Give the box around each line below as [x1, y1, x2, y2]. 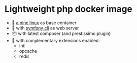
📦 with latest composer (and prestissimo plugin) [11, 31, 111, 36]
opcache [19, 48, 37, 54]
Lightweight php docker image [4, 3, 133, 15]
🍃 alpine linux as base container [11, 20, 77, 26]
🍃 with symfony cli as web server [11, 25, 79, 31]
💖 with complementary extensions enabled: [11, 37, 100, 43]
